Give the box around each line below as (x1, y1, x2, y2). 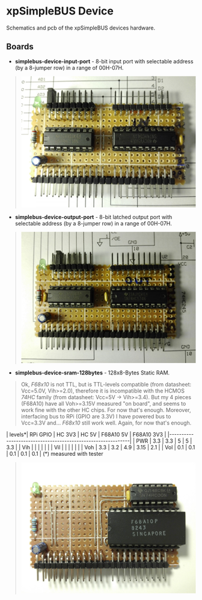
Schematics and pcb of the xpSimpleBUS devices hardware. (6, 24, 156, 31)
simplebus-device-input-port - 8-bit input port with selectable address (14, 57, 194, 65)
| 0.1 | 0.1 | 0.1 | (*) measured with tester (6, 450, 103, 458)
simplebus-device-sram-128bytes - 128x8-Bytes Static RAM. (14, 369, 170, 376)
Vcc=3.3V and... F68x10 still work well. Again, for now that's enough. (20, 419, 192, 426)
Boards (6, 42, 34, 52)
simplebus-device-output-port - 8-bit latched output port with (14, 213, 173, 221)
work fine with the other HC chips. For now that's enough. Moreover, (20, 406, 191, 414)
